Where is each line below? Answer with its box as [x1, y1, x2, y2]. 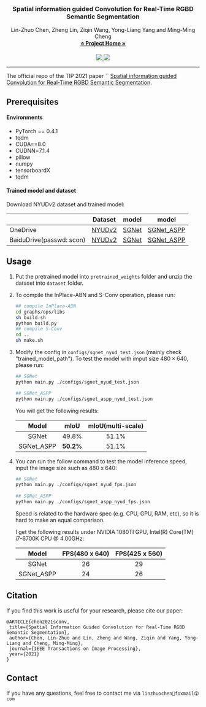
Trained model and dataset [6, 187, 77, 195]
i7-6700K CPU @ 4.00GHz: [15, 535, 85, 542]
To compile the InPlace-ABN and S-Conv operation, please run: [15, 291, 175, 298]
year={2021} [9, 651, 40, 657]
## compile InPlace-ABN [15, 303, 77, 309]
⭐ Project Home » [80, 40, 126, 47]
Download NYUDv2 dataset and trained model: [6, 201, 124, 208]
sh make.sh [15, 338, 44, 344]
